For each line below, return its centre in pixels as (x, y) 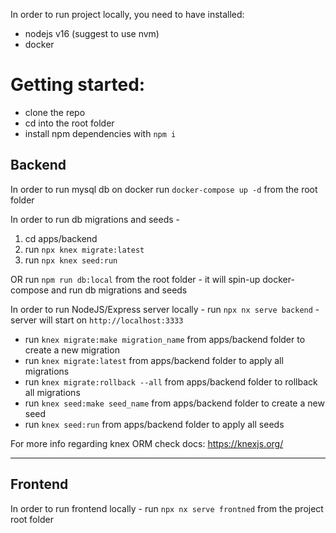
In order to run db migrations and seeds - (95, 219)
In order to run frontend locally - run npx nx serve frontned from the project (167, 508)
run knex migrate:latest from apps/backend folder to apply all (154, 360)
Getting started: (78, 85)
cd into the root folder (69, 123)
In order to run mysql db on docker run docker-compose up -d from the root (164, 189)
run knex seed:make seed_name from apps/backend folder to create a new (174, 403)
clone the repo (55, 112)
